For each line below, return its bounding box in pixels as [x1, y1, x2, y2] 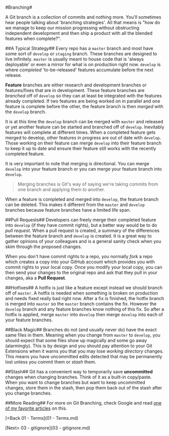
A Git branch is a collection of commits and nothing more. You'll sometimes [5, 14, 161, 20]
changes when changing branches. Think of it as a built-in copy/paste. [5, 374, 152, 380]
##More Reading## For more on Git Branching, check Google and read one [5, 400, 162, 406]
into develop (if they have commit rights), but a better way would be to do [5, 222, 157, 228]
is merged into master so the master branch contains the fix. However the [5, 301, 157, 307]
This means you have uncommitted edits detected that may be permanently [5, 354, 162, 359]
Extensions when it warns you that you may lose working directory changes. [5, 348, 164, 354]
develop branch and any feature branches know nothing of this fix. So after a [5, 306, 164, 312]
